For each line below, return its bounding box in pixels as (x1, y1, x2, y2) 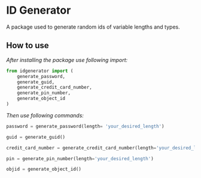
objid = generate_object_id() (6, 166, 82, 173)
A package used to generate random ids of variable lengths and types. (6, 23, 181, 30)
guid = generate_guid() (6, 134, 66, 140)
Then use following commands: (6, 111, 84, 119)
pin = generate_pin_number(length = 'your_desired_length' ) (6, 155, 154, 161)
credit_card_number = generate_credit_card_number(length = (6, 145, 157, 151)
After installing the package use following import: (6, 56, 128, 63)
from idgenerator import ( (6, 68, 74, 74)
